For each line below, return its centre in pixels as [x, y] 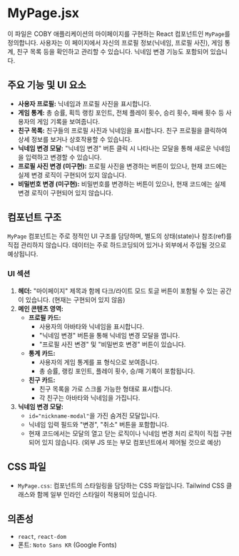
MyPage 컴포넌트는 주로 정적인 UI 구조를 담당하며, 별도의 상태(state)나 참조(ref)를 [119, 236]
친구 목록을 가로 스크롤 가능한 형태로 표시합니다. [106, 388]
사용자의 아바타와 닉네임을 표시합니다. [92, 326]
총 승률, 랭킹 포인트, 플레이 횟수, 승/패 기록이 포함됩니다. [117, 371]
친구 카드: [42, 380]
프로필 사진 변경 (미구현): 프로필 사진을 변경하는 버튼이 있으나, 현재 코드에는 [122, 166]
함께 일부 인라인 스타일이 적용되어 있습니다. [97, 494]
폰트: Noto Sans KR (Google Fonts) [67, 545]
